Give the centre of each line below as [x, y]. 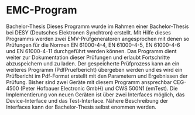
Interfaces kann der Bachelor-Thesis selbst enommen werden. [81, 107]
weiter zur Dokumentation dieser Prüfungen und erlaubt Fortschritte [88, 57]
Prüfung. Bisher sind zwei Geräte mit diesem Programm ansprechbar [89, 82]
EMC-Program [42, 10]
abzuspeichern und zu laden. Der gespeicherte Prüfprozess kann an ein [93, 63]
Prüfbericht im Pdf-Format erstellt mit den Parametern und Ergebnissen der [97, 76]
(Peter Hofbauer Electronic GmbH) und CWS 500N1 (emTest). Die [99, 88]
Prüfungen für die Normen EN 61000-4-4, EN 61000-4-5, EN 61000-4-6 [93, 45]
